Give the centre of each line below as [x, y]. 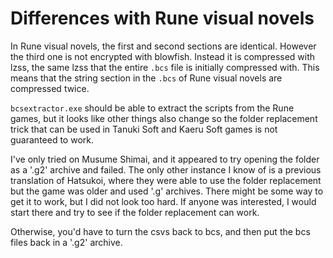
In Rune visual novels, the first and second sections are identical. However [163, 46]
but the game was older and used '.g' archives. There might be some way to [167, 191]
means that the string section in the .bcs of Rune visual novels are [146, 78]
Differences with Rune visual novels [162, 18]
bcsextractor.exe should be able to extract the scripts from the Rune [152, 108]
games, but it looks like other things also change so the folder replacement [164, 118]
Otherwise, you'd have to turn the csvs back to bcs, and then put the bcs [160, 231]
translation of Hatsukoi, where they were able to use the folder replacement [166, 180]
